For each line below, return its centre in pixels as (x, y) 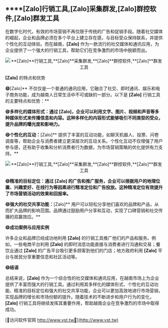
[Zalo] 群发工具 (37, 18)
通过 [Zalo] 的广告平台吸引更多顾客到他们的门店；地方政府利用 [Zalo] (85, 250)
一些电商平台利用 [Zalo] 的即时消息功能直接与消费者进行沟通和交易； (85, 244)
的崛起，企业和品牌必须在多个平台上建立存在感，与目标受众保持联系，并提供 (84, 38)
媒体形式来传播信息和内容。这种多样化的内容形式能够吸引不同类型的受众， (86, 118)
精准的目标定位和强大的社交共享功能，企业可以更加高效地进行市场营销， (88, 290)
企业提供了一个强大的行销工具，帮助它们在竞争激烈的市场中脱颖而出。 (77, 50)
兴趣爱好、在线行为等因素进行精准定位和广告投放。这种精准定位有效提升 (88, 187)
